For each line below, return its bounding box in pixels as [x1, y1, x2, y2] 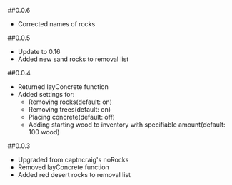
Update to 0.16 [17, 48, 61, 55]
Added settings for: [17, 90, 75, 98]
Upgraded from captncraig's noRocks [17, 156, 129, 164]
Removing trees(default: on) [28, 105, 111, 113]
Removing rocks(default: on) [28, 97, 113, 106]
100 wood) [28, 128, 60, 136]
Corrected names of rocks [17, 20, 96, 28]
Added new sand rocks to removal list [17, 55, 129, 63]
